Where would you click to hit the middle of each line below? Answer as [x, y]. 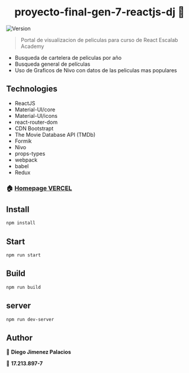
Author [19, 338]
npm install [21, 223]
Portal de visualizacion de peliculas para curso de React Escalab [99, 40]
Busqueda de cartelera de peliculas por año [68, 57]
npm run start [24, 255]
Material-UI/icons [36, 115]
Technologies [32, 89]
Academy [32, 46]
